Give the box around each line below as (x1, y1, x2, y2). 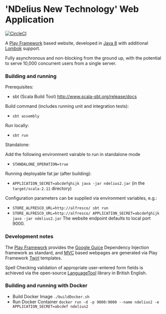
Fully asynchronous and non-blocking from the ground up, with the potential (5, 55, 162, 61)
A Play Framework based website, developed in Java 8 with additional (5, 40, 148, 46)
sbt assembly (12, 114, 40, 119)
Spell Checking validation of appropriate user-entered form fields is (5, 264, 143, 270)
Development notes (5, 233, 54, 240)
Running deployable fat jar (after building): (5, 170, 92, 177)
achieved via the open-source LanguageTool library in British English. (5, 270, 147, 276)
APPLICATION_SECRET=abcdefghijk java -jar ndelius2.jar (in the (12, 180, 145, 186)
